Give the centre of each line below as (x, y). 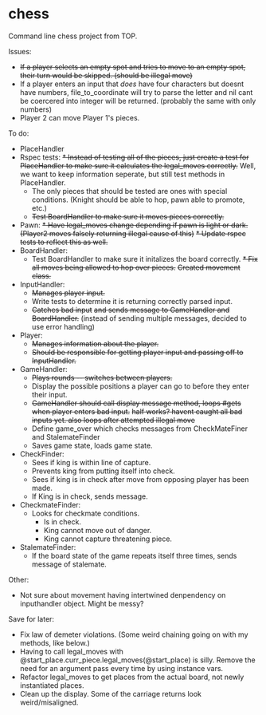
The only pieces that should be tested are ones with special (129, 191)
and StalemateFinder (66, 437)
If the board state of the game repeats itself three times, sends (134, 555)
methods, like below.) (55, 642)
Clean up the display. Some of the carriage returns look (110, 693)
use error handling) (63, 326)
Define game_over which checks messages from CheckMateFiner (140, 429)
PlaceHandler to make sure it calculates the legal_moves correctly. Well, (138, 165)
